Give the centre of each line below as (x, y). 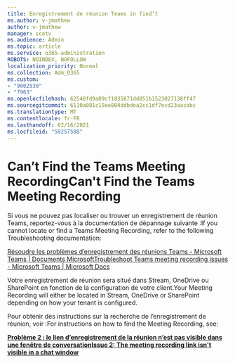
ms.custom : (23, 79)
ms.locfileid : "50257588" (45, 132)
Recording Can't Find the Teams (101, 181)
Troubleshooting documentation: (54, 238)
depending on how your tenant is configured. (73, 302)
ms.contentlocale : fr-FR (43, 118)
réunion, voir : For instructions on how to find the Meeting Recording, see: (113, 324)
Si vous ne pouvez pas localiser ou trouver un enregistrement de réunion (112, 216)
